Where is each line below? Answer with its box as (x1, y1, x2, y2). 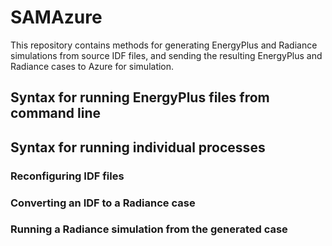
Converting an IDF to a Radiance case (10, 196, 196, 210)
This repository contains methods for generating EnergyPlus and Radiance (10, 39, 318, 51)
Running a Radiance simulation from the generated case (10, 222, 288, 236)
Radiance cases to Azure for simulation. (10, 60, 175, 72)
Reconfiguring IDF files (10, 169, 125, 183)
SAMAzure (10, 6, 103, 29)
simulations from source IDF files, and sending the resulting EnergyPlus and (10, 49, 323, 61)
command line (10, 105, 102, 122)
